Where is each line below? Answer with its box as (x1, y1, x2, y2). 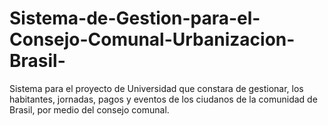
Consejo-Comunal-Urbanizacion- (9, 28, 296, 51)
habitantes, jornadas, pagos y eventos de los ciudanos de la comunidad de (9, 93, 318, 105)
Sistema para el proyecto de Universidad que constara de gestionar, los (9, 82, 304, 94)
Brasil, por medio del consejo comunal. (9, 103, 170, 116)
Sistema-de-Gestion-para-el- (9, 7, 261, 30)
